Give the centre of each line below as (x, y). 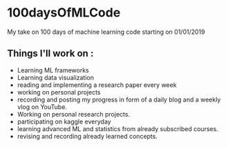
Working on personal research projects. (73, 114)
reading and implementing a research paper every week (97, 85)
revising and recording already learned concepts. (87, 136)
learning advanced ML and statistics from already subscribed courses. (118, 128)
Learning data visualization (56, 77)
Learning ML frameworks (53, 70)
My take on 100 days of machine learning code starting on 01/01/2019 (106, 32)
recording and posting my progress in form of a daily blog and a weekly (119, 99)
